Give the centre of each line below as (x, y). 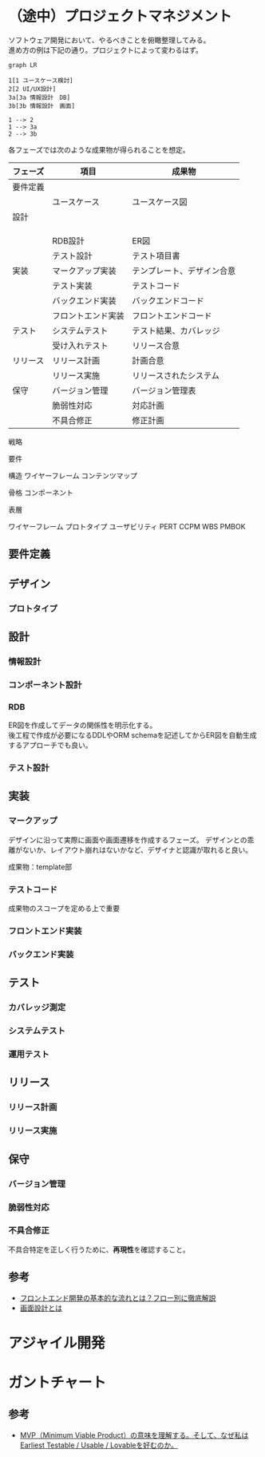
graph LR (23, 65)
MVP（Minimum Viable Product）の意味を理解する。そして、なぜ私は (134, 1435)
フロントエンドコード (172, 315)
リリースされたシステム (176, 375)
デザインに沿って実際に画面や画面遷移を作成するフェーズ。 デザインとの (128, 840)
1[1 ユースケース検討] (41, 81)
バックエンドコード (168, 300)
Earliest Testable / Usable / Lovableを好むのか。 (99, 1445)
